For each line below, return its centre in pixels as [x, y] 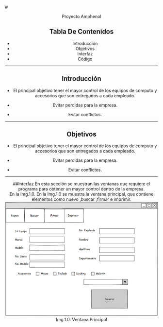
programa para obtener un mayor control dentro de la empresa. [81, 189]
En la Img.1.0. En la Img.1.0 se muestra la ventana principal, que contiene [81, 194]
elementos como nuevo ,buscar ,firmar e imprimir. [81, 199]
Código [85, 59]
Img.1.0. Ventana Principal [81, 320]
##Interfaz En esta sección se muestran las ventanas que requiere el [81, 184]
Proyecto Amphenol [81, 16]
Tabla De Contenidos [81, 32]
